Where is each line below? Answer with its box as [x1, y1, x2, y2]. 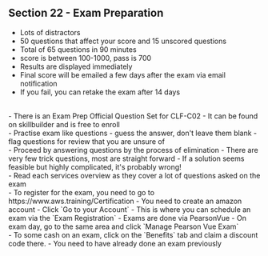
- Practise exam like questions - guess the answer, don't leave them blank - [8, 128, 258, 138]
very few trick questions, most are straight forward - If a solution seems [8, 154, 245, 163]
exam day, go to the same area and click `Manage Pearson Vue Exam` [8, 222, 239, 231]
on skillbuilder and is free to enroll [8, 119, 120, 129]
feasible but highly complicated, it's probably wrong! [8, 162, 182, 171]
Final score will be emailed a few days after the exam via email [19, 70, 226, 79]
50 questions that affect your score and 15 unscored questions [19, 36, 226, 46]
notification [19, 78, 58, 88]
